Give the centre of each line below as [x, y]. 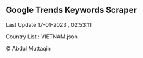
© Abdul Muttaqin [28, 48]
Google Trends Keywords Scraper [71, 10]
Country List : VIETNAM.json [42, 37]
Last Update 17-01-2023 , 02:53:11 [49, 24]
